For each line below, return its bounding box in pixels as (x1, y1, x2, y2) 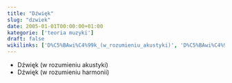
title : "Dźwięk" (7, 10, 54, 17)
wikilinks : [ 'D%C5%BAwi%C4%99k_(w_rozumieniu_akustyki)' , (7, 42, 177, 49)
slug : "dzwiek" (7, 16, 51, 23)
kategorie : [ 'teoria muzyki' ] (7, 29, 95, 36)
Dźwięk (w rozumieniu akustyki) (17, 61, 108, 69)
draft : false (7, 36, 45, 43)
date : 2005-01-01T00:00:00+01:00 (7, 23, 104, 29)
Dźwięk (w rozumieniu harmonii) (17, 68, 110, 76)
